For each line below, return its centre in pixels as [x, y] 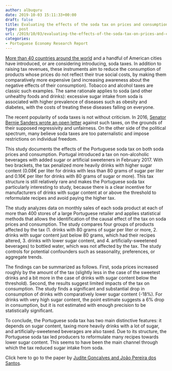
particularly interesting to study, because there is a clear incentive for [79, 187]
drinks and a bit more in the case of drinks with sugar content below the [81, 278]
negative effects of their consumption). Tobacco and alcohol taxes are [79, 85]
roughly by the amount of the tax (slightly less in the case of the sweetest [83, 272]
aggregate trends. [24, 257]
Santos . [13, 363]
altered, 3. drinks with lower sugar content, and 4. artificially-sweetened [81, 240]
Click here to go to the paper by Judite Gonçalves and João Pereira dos [81, 358]
